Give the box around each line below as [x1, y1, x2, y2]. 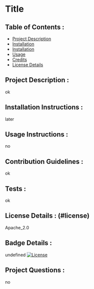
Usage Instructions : [5, 131, 69, 139]
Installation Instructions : [5, 103, 83, 111]
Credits [12, 57, 27, 62]
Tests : [5, 184, 26, 193]
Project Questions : [5, 266, 65, 274]
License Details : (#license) [5, 212, 90, 220]
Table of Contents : [5, 23, 65, 31]
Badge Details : [5, 239, 52, 247]
